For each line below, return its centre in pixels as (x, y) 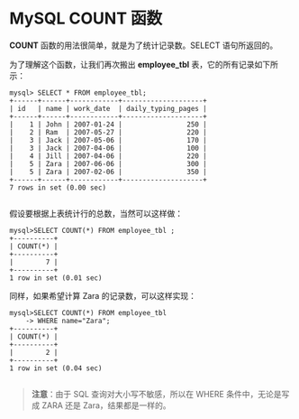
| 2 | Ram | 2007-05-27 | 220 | (108, 132)
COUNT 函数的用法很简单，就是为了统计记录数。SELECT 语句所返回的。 (144, 45)
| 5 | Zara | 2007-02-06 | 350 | (108, 172)
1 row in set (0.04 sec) (56, 368)
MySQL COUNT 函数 (86, 19)
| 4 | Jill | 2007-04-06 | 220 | (108, 156)
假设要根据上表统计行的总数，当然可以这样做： (96, 213)
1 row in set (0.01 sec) (56, 278)
